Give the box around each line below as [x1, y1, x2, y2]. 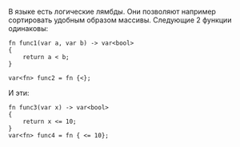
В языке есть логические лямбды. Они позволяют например [8, 7, 216, 16]
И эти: [8, 88, 30, 97]
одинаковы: [8, 24, 49, 33]
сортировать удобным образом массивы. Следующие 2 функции [8, 15, 232, 25]
